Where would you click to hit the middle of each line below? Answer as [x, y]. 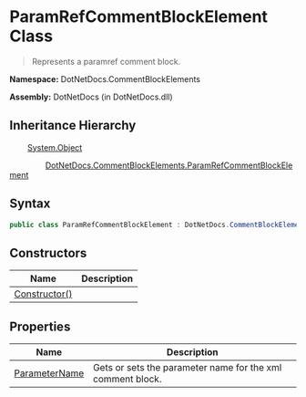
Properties [40, 326]
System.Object [55, 147]
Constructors [48, 253]
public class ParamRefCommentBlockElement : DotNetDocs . [120, 225]
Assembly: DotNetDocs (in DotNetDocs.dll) [91, 97]
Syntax [30, 204]
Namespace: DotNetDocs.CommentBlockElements [105, 78]
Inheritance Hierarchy [73, 125]
